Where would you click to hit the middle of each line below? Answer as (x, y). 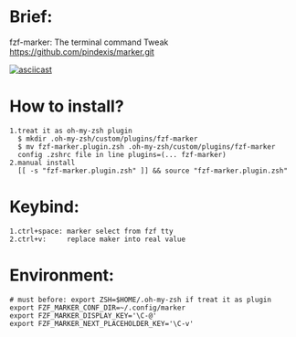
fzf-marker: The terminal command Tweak (89, 42)
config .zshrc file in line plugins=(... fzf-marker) (122, 154)
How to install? (67, 106)
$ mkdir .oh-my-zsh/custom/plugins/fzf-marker (108, 139)
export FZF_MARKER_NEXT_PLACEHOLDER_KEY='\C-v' (102, 323)
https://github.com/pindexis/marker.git (82, 51)
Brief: (31, 17)
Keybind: (44, 207)
